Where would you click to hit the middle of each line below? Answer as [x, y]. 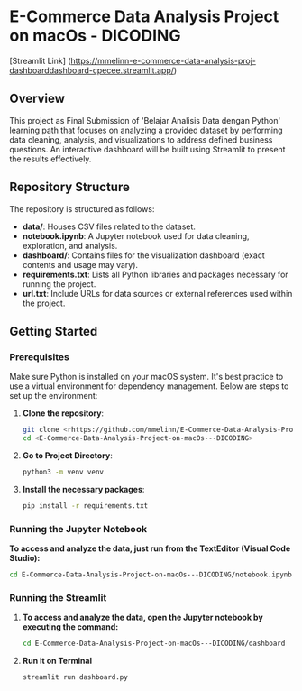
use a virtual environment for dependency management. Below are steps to [149, 386]
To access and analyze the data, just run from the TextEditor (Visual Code [150, 548]
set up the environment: [54, 396]
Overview [37, 99]
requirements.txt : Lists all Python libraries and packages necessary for [155, 274]
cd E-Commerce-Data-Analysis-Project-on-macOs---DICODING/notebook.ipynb [151, 575]
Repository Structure [70, 187]
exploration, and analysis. [70, 245]
